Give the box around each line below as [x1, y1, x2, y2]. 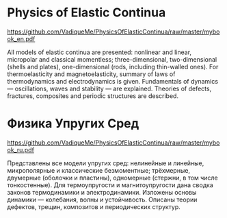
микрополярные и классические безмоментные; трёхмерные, [7, 166, 190, 174]
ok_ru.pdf [7, 145, 34, 154]
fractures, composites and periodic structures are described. [7, 91, 179, 100]
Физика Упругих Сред [7, 116, 139, 132]
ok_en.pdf [7, 34, 36, 43]
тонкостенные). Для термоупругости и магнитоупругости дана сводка [7, 180, 213, 189]
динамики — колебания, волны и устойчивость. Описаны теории [7, 195, 198, 204]
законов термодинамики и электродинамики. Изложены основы [7, 188, 197, 196]
